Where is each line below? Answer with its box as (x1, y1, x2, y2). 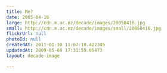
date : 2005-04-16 (6, 14, 50, 20)
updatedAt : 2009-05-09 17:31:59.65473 (6, 47, 103, 53)
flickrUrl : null (6, 31, 47, 37)
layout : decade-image (6, 53, 60, 59)
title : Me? (6, 8, 33, 15)
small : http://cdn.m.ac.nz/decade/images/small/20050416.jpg (6, 25, 162, 31)
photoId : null (6, 36, 42, 42)
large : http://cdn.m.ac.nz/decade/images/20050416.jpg (6, 20, 146, 26)
